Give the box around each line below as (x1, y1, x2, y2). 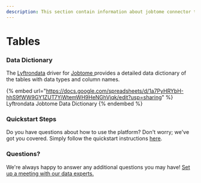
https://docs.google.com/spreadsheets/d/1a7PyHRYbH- (45, 87, 184, 94)
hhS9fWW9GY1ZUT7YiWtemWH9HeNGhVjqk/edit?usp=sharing (6, 94, 162, 101)
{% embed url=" (6, 87, 47, 94)
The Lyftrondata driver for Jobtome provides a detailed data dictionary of (6, 69, 187, 77)
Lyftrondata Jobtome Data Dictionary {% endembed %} (6, 100, 143, 108)
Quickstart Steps (6, 115, 57, 123)
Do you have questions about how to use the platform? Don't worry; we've (6, 129, 190, 136)
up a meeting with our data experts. (6, 170, 94, 177)
